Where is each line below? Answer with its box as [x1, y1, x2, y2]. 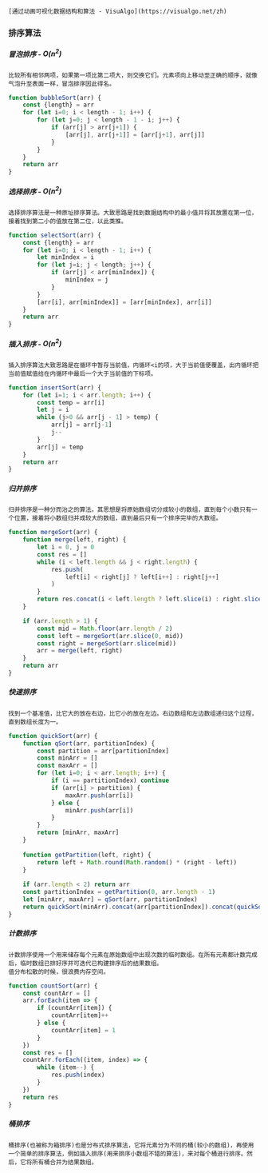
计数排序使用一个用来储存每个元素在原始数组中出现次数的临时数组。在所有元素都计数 [8, 951, 246, 959]
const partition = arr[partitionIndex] [37, 747, 170, 755]
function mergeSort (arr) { [8, 529, 98, 537]
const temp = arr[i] [37, 398, 105, 406]
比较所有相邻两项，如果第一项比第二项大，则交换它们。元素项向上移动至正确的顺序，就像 [8, 71, 258, 79]
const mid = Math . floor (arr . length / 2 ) [37, 624, 173, 632]
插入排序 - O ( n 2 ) [8, 337, 62, 349]
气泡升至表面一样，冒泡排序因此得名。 [8, 79, 116, 88]
